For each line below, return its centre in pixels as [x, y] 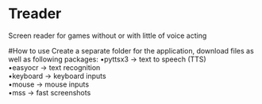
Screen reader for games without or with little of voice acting [108, 35]
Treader [35, 14]
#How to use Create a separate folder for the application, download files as [131, 50]
